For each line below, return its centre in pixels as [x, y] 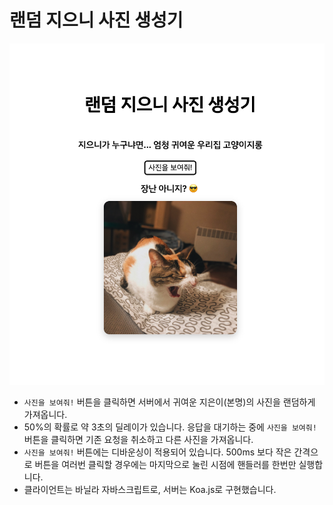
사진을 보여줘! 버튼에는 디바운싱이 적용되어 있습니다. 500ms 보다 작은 [157, 452]
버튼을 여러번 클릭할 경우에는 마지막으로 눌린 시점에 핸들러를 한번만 [165, 465]
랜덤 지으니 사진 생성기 [96, 20]
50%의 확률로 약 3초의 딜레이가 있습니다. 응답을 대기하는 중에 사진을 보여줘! [170, 427]
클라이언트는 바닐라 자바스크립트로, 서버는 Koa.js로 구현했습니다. [150, 490]
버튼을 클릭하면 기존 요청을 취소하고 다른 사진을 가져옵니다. [138, 440]
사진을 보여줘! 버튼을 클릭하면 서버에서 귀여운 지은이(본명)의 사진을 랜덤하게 [169, 402]
